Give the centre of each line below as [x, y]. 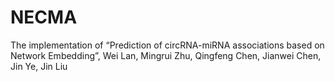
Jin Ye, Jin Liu [39, 66]
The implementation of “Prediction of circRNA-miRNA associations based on [167, 45]
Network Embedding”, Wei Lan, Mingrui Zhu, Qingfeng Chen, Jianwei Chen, [166, 55]
